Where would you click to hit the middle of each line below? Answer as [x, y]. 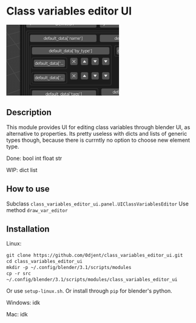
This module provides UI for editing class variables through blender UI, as [98, 127]
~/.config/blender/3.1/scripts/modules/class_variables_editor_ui [92, 280]
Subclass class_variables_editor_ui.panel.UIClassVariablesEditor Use [98, 204]
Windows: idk [23, 303]
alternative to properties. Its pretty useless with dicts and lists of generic [97, 133]
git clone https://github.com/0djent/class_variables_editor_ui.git [95, 256]
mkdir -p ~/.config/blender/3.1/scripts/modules [69, 268]
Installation [28, 229]
